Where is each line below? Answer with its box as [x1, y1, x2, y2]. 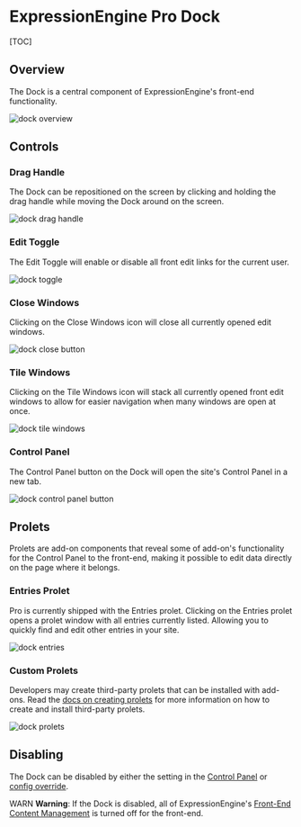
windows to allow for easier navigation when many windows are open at [9, 396, 276, 407]
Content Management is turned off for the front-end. [9, 807, 204, 818]
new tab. [9, 475, 42, 487]
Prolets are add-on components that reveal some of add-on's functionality [9, 543, 285, 554]
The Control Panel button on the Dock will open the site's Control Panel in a [9, 466, 288, 477]
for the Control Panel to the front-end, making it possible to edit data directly [9, 553, 292, 563]
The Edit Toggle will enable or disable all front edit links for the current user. [9, 256, 290, 267]
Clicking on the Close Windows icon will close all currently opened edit [9, 317, 272, 328]
